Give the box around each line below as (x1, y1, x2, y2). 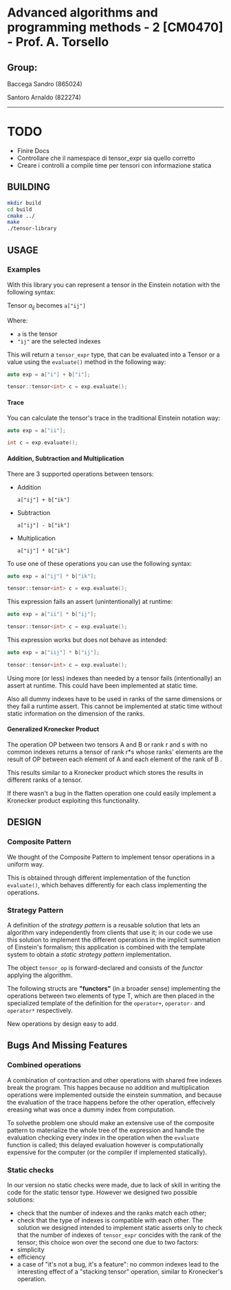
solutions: (7, 1195, 35, 1204)
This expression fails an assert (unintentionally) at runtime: (7, 598, 173, 606)
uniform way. (7, 860, 45, 868)
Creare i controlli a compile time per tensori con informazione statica (16, 161, 212, 170)
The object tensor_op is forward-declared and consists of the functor (7, 963, 203, 971)
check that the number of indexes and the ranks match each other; (16, 1209, 207, 1217)
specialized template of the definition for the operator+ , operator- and (7, 998, 206, 1007)
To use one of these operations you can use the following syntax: (7, 559, 192, 567)
